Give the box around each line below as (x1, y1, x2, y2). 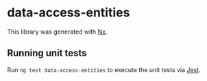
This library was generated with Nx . (7, 27, 108, 36)
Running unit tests (7, 47, 87, 59)
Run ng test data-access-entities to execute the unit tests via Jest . (7, 65, 201, 73)
